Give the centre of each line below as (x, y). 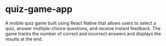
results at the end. (24, 39)
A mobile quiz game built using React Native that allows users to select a (81, 23)
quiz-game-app (39, 9)
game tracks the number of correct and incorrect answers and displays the (83, 33)
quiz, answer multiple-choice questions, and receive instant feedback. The (83, 28)
